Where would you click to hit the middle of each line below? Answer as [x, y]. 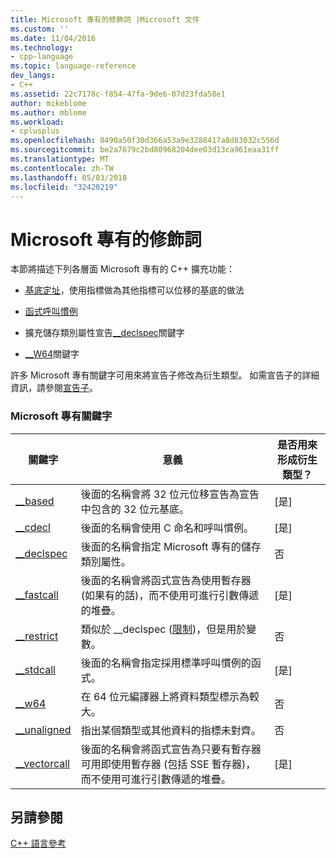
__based [35, 501]
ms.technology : [42, 47]
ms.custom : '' [40, 29]
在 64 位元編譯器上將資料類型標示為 [165, 696]
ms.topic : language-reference [73, 66]
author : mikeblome [48, 103]
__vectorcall [42, 763]
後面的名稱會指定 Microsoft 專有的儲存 [171, 546]
